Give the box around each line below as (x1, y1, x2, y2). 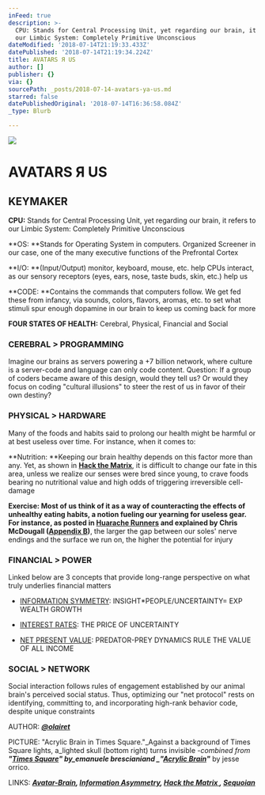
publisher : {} (8, 70, 55, 78)
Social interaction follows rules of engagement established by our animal (8, 682, 245, 691)
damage (8, 485, 36, 495)
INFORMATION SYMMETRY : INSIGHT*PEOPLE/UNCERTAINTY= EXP (19, 595, 243, 606)
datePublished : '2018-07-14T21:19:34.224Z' (8, 48, 154, 56)
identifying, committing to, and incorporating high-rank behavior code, (8, 698, 238, 708)
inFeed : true (8, 11, 51, 20)
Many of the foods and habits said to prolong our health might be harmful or (8, 428, 256, 438)
